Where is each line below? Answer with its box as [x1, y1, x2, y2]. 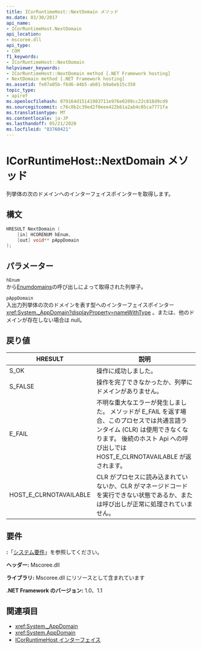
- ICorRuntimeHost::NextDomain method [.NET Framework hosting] [6, 70, 171, 76]
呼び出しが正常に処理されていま [102, 500, 193, 508]
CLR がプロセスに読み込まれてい [96, 473, 188, 481]
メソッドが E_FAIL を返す [110, 407, 180, 415]
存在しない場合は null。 [26, 317, 85, 324]
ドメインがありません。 [96, 387, 163, 395]
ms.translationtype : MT [6, 110, 66, 116]
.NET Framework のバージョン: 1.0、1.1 [6, 586, 103, 594]
